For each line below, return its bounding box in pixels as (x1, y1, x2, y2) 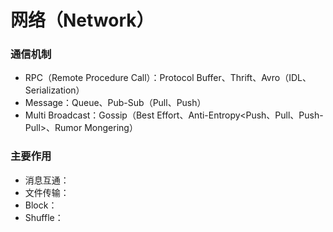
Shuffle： (24, 211, 64, 223)
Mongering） (84, 122, 138, 134)
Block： (24, 199, 58, 211)
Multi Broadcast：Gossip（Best (24, 109, 155, 121)
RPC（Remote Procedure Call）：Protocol (24, 72, 195, 84)
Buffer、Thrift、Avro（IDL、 (196, 72, 312, 84)
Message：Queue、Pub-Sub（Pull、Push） (24, 97, 207, 109)
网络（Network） (10, 9, 155, 32)
